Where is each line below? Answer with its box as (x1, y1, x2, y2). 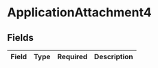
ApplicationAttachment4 (7, 5, 153, 20)
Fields (7, 32, 34, 44)
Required (57, 52, 88, 61)
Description (93, 52, 134, 61)
